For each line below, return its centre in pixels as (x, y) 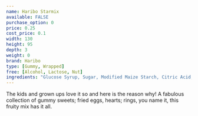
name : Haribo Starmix (33, 11)
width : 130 (19, 39)
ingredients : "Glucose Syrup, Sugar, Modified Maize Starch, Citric (92, 77)
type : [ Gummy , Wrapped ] (35, 66)
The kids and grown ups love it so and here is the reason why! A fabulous (95, 94)
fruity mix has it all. (29, 107)
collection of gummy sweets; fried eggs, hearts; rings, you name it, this (92, 100)
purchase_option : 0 (30, 22)
